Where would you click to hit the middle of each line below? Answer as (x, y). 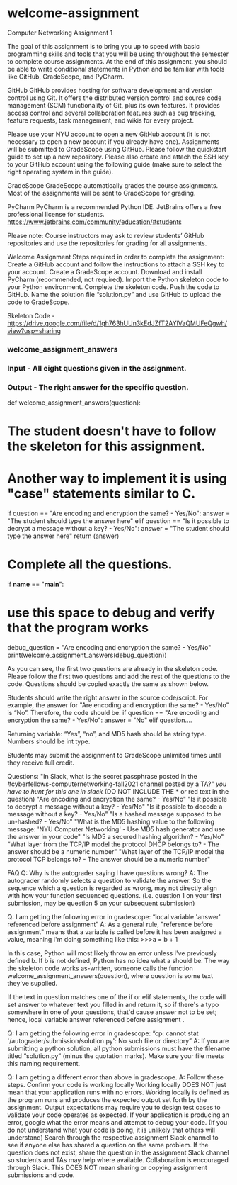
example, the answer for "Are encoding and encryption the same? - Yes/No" (118, 705)
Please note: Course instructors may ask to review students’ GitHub (106, 235)
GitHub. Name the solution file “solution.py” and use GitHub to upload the (114, 294)
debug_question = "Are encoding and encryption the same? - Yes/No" (109, 648)
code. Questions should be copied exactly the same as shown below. (108, 684)
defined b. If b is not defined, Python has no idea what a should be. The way (118, 961)
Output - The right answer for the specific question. (98, 387)
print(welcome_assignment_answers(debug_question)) (87, 655)
